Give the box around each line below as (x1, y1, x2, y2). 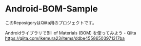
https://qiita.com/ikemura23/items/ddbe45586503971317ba (5, 35, 125, 41)
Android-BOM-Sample (5, 3, 98, 14)
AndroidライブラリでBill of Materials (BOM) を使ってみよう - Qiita (5, 30, 137, 35)
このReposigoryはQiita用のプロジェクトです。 (5, 20, 97, 25)
